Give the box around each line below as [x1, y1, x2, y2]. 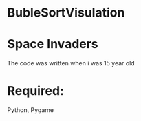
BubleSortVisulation [7, 5, 125, 21]
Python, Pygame [7, 106, 54, 114]
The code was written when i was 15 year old [7, 59, 135, 67]
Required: [7, 83, 64, 99]
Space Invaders [7, 36, 98, 52]
